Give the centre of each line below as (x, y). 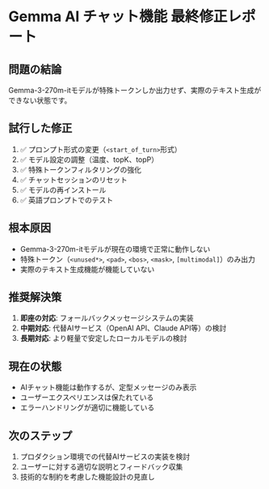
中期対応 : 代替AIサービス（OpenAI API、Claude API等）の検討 (123, 328)
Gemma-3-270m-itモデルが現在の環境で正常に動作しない (115, 249)
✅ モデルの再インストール (63, 189)
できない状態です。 (40, 100)
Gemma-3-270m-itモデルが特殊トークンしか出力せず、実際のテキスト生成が (135, 90)
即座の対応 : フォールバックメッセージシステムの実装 (107, 318)
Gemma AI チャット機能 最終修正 (118, 17)
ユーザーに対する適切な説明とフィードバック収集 (101, 467)
